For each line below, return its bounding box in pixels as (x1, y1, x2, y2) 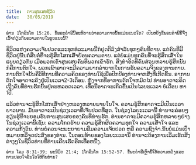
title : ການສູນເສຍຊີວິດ (6, 8, 56, 15)
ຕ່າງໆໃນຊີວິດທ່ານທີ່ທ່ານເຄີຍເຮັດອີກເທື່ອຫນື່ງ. (6, 137, 102, 145)
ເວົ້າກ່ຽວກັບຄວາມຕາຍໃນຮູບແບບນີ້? (6, 35, 68, 41)
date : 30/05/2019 (6, 14, 54, 20)
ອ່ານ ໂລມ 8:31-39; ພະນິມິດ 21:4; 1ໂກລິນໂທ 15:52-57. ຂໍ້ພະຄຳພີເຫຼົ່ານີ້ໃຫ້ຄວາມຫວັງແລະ (6, 149, 184, 155)
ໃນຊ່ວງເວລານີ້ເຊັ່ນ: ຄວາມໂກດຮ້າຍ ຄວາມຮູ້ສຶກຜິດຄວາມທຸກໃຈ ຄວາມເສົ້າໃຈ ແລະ (6, 119, 179, 126)
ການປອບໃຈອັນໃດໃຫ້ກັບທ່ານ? (6, 154, 59, 160)
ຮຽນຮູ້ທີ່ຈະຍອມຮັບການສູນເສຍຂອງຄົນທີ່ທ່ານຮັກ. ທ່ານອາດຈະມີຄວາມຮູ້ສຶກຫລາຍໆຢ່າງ (6, 112, 190, 120)
